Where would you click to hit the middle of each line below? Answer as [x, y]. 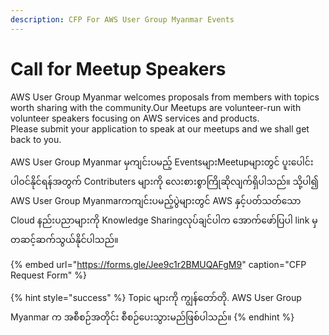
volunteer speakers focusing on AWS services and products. [135, 118]
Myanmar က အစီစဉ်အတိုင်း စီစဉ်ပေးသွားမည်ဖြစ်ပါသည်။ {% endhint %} [152, 317]
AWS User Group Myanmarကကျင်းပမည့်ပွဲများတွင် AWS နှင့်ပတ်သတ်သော [156, 200]
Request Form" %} [48, 275]
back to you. [36, 139]
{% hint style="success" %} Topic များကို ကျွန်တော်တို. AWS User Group [156, 297]
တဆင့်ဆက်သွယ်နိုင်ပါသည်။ [64, 239]
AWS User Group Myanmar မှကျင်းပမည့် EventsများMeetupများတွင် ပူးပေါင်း [162, 162]
